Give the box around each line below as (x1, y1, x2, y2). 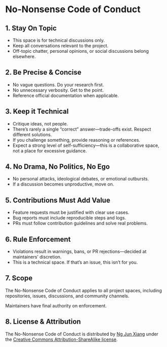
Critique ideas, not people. (12, 120, 68, 127)
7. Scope (5, 274, 33, 282)
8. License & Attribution (5, 318, 81, 326)
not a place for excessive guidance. (12, 147, 87, 153)
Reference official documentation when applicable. (12, 92, 119, 99)
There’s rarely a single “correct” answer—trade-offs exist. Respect (12, 126, 151, 132)
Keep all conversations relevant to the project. (12, 43, 109, 49)
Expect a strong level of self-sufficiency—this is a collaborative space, (12, 142, 159, 148)
